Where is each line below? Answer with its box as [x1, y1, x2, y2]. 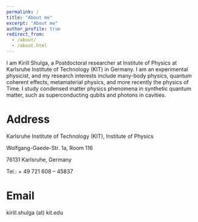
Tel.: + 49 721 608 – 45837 [6, 168, 74, 175]
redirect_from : [6, 31, 45, 38]
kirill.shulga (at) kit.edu [6, 209, 64, 216]
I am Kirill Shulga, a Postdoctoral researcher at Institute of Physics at [6, 59, 177, 67]
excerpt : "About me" [6, 20, 59, 26]
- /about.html [12, 43, 47, 49]
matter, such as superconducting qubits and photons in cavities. [6, 91, 167, 99]
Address [6, 113, 50, 126]
